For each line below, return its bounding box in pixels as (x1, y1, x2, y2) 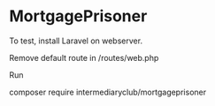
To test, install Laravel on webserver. (9, 35, 143, 46)
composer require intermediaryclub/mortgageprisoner (9, 87, 206, 97)
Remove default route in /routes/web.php (9, 52, 159, 63)
